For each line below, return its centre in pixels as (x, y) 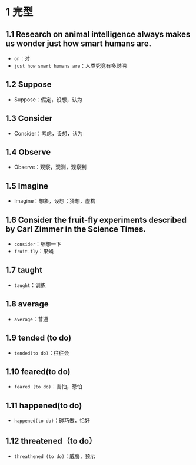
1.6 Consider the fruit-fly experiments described (96, 220)
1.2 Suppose (29, 85)
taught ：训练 (30, 285)
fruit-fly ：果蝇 (34, 252)
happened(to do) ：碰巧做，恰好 (52, 421)
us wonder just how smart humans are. (79, 43)
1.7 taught (24, 270)
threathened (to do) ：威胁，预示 (54, 456)
